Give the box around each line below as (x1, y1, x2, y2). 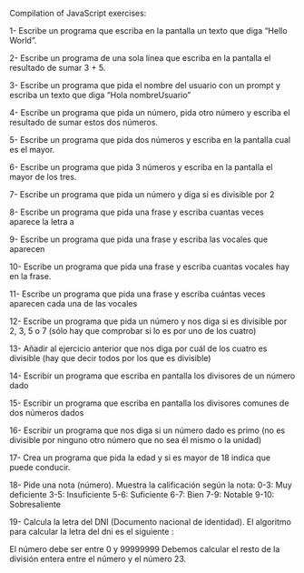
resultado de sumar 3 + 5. (9, 63, 106, 73)
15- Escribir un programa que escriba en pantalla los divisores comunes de (9, 397, 289, 408)
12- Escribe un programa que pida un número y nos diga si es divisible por (9, 316, 288, 327)
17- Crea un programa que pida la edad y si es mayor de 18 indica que (9, 452, 270, 463)
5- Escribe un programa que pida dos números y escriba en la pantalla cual (9, 135, 291, 145)
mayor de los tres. (9, 172, 77, 182)
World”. (9, 35, 37, 45)
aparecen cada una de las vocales (9, 298, 138, 308)
